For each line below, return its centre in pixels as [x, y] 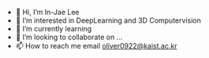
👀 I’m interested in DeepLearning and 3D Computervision [108, 20]
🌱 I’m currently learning [54, 29]
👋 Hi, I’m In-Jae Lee [48, 12]
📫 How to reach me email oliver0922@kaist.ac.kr [96, 46]
